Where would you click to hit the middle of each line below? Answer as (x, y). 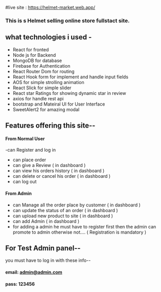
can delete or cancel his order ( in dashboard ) (62, 176)
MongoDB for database (37, 60)
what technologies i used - (49, 37)
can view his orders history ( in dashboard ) (59, 171)
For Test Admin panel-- (43, 248)
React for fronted (31, 49)
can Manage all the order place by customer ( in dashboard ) (76, 205)
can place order (29, 160)
